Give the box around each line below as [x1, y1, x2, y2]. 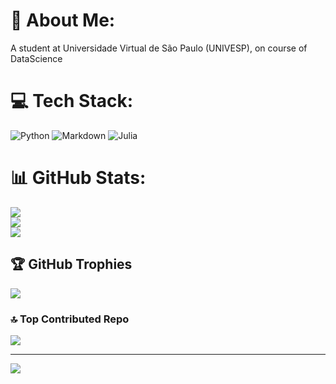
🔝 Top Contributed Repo [10, 312, 130, 326]
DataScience [10, 52, 63, 64]
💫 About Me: [10, 9, 116, 32]
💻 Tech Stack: [10, 90, 134, 113]
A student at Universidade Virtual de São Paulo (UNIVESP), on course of [10, 42, 308, 54]
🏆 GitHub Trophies [10, 256, 133, 273]
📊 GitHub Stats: [10, 167, 147, 189]
